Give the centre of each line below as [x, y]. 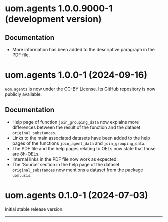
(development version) [53, 19]
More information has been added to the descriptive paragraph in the [83, 50]
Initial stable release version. [34, 209]
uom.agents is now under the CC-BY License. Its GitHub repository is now [80, 89]
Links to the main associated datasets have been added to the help [81, 138]
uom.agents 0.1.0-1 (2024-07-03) [77, 195]
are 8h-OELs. [26, 154]
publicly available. [24, 94]
